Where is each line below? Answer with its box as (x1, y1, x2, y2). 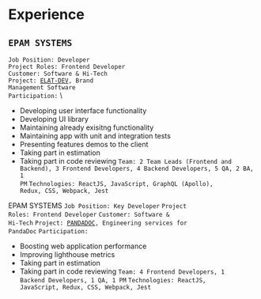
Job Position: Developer (8, 56, 90, 64)
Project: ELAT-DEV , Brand (8, 77, 93, 85)
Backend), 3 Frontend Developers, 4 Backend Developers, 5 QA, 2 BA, (19, 165, 255, 172)
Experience (8, 6, 85, 24)
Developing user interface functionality (19, 106, 147, 115)
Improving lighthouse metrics (19, 250, 115, 259)
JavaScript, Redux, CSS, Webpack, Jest (19, 283, 152, 291)
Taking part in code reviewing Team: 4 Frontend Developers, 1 (19, 267, 225, 276)
